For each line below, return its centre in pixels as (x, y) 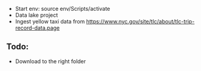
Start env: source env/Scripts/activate (63, 9)
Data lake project (37, 15)
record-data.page (37, 28)
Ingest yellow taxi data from (50, 21)
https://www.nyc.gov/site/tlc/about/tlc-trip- (140, 21)
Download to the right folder (51, 61)
